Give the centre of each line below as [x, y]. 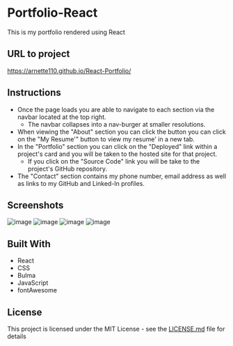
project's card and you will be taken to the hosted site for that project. [117, 154]
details [17, 336]
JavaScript [33, 283]
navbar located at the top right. [62, 117]
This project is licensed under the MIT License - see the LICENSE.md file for [116, 329]
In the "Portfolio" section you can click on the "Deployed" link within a [117, 146]
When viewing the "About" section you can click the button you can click [121, 132]
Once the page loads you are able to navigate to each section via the [116, 109]
